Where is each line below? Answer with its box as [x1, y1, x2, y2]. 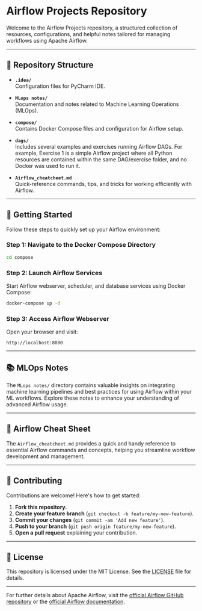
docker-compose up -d [6, 300, 61, 306]
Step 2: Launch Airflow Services [6, 268, 103, 277]
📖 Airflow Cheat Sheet [6, 424, 91, 434]
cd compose [6, 254, 34, 260]
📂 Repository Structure [6, 60, 94, 70]
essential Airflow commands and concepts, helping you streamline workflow [6, 446, 195, 453]
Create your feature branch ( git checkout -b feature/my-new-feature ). [14, 510, 194, 517]
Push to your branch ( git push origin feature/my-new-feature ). [14, 523, 176, 530]
